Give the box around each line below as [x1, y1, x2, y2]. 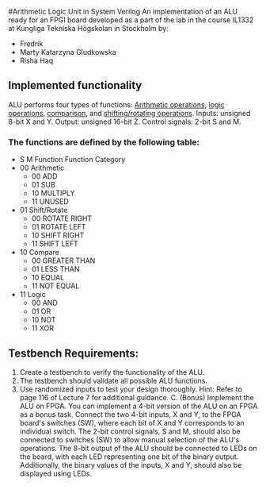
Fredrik [19, 39, 44, 48]
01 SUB [31, 180, 55, 190]
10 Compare [19, 248, 59, 257]
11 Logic [19, 290, 46, 299]
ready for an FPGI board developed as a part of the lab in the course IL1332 [8, 15, 254, 25]
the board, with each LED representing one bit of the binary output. [19, 452, 239, 461]
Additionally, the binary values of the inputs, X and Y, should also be [19, 460, 242, 469]
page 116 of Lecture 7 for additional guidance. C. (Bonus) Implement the [19, 392, 255, 402]
